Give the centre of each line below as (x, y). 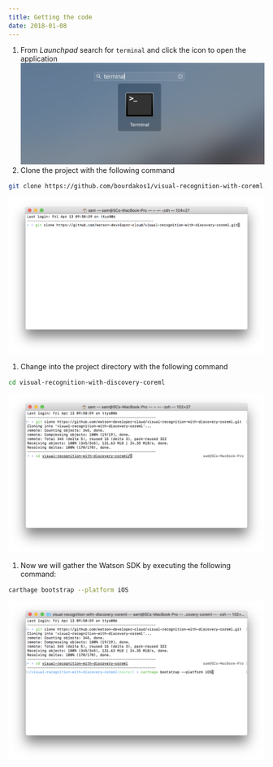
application (39, 58)
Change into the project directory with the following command (124, 367)
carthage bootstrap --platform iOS (69, 590)
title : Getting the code (50, 17)
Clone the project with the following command (97, 170)
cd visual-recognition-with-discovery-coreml (87, 383)
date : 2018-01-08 (38, 26)
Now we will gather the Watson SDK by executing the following (126, 566)
